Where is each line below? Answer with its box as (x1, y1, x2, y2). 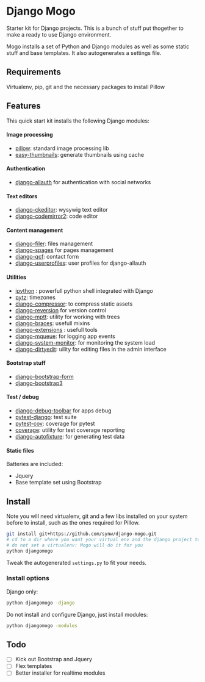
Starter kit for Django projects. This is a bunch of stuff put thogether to (6, 24, 184, 32)
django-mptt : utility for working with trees (15, 313, 120, 320)
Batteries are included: (6, 461, 63, 468)
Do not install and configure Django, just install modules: (6, 611, 148, 618)
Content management (6, 226, 63, 234)
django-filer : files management (15, 240, 93, 248)
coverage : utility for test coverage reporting (15, 426, 125, 434)
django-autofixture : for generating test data (15, 433, 125, 440)
